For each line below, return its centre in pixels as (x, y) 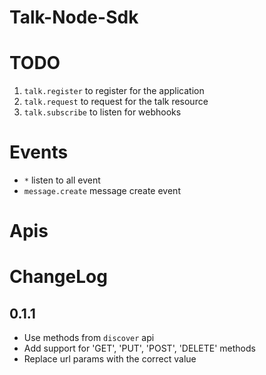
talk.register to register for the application (114, 91)
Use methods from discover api (89, 338)
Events (39, 152)
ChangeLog (58, 277)
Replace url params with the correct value (110, 359)
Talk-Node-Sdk (74, 17)
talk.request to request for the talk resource (116, 102)
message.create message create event (102, 191)
